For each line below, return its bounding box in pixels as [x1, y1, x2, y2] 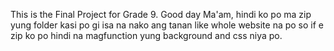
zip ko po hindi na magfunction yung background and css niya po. [10, 30, 283, 41]
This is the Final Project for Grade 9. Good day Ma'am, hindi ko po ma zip [10, 9, 312, 20]
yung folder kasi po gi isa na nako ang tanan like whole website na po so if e [10, 19, 325, 31]
